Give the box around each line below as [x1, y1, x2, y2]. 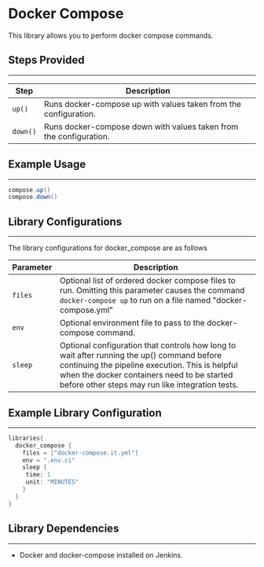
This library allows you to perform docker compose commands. [8, 31, 214, 40]
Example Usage [8, 158, 86, 171]
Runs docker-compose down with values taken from [44, 121, 239, 132]
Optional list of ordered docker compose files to [59, 275, 236, 286]
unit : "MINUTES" [25, 478, 79, 486]
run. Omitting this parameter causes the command [59, 285, 245, 296]
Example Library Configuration [8, 406, 163, 419]
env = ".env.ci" [22, 456, 76, 464]
